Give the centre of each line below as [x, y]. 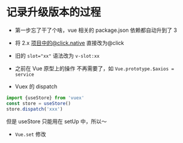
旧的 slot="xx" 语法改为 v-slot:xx [57, 55]
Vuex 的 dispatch [36, 86]
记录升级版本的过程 [54, 12]
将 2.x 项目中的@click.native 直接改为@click [69, 43]
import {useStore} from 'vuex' [45, 98]
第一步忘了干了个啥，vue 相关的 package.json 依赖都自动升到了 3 [96, 30]
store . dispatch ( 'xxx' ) [34, 109]
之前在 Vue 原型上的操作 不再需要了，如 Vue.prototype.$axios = [94, 68]
